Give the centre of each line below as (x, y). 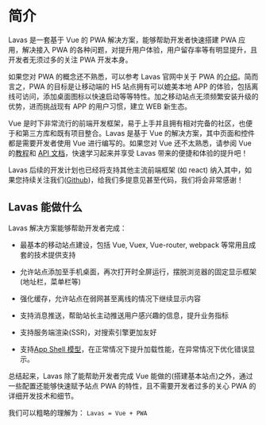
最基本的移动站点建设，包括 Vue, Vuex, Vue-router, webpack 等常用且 (134, 245)
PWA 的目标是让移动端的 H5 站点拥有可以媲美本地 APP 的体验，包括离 (144, 86)
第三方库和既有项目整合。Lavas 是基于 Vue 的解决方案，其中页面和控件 (139, 133)
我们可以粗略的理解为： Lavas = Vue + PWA (78, 412)
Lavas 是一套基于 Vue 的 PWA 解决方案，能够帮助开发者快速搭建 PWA (122, 40)
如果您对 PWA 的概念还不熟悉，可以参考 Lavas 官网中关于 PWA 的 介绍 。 (126, 76)
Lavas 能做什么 (46, 207)
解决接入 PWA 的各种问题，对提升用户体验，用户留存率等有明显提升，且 (140, 49)
